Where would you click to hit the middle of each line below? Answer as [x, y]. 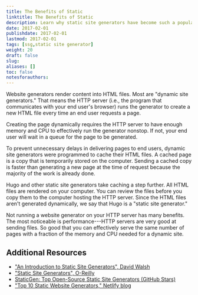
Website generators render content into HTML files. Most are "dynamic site [97, 94]
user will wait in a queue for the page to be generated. [72, 137]
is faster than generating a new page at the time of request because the [93, 167]
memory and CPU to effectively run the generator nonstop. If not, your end [97, 131]
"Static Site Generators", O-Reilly [55, 273]
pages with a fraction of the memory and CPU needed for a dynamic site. [95, 234]
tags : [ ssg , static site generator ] [50, 45]
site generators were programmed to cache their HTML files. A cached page [99, 155]
